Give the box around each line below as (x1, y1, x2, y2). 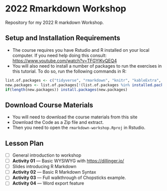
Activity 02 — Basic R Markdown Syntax (12, 169, 96, 175)
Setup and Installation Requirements (5, 34, 120, 42)
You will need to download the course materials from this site (12, 114, 138, 120)
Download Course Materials (5, 100, 93, 109)
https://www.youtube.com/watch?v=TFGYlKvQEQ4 (12, 58, 117, 64)
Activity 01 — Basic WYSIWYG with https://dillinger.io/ (12, 158, 124, 164)
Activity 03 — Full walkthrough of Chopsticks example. (12, 175, 126, 181)
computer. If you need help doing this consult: (12, 52, 107, 58)
